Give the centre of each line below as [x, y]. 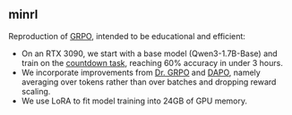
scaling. [36, 91]
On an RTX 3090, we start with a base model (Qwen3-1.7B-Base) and [150, 53]
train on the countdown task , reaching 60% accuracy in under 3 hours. [152, 62]
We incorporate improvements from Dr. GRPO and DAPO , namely [141, 72]
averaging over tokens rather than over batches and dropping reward [149, 82]
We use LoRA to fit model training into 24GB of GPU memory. [134, 101]
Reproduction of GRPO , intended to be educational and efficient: [127, 36]
